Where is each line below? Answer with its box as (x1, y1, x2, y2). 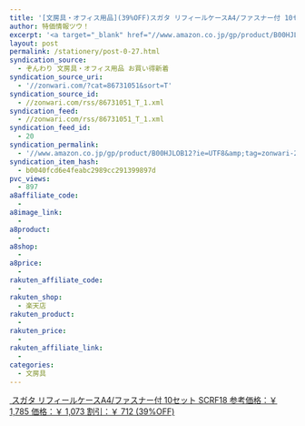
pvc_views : (9, 174, 51, 183)
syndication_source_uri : (9, 73, 103, 82)
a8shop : (9, 242, 39, 251)
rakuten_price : (9, 327, 67, 336)
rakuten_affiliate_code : (9, 276, 103, 285)
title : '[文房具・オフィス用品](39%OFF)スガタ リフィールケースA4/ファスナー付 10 (9, 13, 293, 23)
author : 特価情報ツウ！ (9, 22, 90, 31)
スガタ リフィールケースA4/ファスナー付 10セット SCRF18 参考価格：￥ (11, 395, 278, 406)
